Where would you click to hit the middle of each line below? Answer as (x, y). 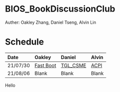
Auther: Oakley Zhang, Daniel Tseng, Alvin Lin (51, 22)
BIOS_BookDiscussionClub (60, 9)
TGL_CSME (74, 65)
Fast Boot (45, 65)
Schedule (25, 42)
